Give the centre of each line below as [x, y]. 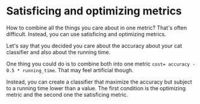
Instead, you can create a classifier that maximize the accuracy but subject [99, 82]
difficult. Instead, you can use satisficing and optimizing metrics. [86, 34]
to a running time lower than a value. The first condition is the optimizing [96, 88]
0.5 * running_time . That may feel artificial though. [70, 70]
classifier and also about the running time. [58, 52]
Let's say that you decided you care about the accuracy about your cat [94, 46]
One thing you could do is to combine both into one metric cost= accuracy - [101, 64]
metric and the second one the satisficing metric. [67, 94]
